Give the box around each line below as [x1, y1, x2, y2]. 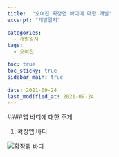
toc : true [7, 61, 36, 68]
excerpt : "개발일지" [7, 17, 61, 24]
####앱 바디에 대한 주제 [7, 113, 73, 121]
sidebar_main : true [7, 73, 64, 80]
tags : [7, 42, 23, 49]
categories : [7, 29, 42, 36]
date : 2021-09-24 [7, 86, 57, 93]
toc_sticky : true [7, 67, 57, 74]
